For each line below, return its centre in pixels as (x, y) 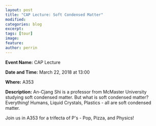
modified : (16, 19)
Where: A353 (20, 82)
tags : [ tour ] (19, 34)
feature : (14, 43)
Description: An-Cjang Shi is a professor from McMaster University (76, 91)
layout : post (19, 10)
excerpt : (14, 29)
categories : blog (24, 24)
